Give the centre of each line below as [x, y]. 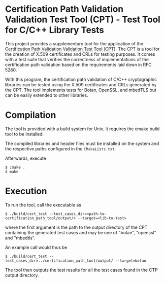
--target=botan [131, 261]
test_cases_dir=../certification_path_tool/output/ [59, 261]
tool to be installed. [25, 134]
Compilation [31, 115]
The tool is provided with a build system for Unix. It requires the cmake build [82, 129]
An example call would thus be [36, 247]
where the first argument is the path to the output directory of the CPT [76, 227]
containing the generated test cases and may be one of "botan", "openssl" [81, 232]
